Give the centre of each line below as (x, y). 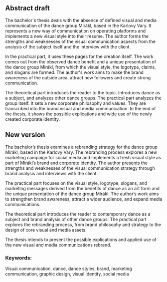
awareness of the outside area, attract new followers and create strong (78, 77)
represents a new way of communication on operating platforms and (76, 31)
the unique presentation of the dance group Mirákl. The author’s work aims (82, 194)
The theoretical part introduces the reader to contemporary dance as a (78, 214)
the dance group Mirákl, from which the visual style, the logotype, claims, (81, 67)
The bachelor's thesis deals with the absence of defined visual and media (81, 20)
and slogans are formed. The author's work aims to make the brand (74, 72)
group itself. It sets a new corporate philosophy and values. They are (76, 103)
